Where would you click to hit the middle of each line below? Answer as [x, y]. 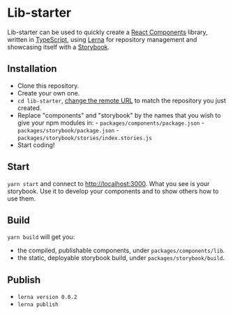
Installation [32, 69]
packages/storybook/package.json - [68, 130]
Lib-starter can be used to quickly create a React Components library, [107, 32]
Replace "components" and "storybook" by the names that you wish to [119, 115]
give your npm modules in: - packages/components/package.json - [111, 123]
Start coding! [36, 145]
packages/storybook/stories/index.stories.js [84, 138]
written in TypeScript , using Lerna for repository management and [102, 39]
